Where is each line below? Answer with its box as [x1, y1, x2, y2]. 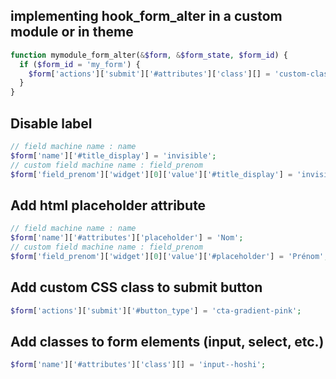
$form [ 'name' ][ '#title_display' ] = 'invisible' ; [10, 150, 217, 161]
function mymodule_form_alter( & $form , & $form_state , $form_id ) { [10, 50, 288, 60]
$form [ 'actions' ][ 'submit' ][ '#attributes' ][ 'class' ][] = [28, 69, 271, 79]
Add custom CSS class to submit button [10, 279, 263, 296]
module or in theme [10, 24, 134, 41]
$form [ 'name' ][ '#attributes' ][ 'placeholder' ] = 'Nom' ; [10, 233, 244, 243]
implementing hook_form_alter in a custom [10, 8, 283, 25]
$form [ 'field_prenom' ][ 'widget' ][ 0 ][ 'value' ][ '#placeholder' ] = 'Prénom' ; [10, 251, 329, 261]
